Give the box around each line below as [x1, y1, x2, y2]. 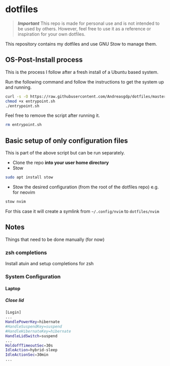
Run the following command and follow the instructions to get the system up [5, 78, 164, 85]
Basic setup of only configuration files [5, 136, 128, 145]
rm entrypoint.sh [5, 123, 42, 128]
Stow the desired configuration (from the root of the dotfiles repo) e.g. [12, 184, 159, 190]
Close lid [5, 297, 24, 303]
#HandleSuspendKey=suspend [5, 324, 62, 330]
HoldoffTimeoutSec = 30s [5, 343, 53, 348]
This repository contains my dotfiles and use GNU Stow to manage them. [5, 40, 157, 47]
